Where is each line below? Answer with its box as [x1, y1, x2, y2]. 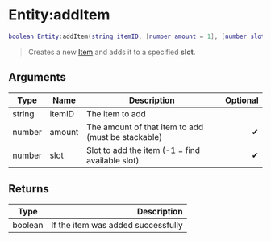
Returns [8, 182, 50, 196]
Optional [224, 95, 259, 106]
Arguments [8, 70, 67, 84]
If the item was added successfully [51, 220, 183, 231]
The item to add [85, 108, 147, 119]
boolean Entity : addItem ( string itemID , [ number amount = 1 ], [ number [8, 32, 248, 40]
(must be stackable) [85, 131, 163, 142]
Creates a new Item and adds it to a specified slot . [27, 47, 196, 57]
